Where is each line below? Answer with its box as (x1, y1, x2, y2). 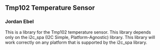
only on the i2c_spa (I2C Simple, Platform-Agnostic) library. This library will (5, 34, 156, 40)
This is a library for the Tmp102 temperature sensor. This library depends (5, 29, 151, 35)
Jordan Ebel (5, 18, 34, 25)
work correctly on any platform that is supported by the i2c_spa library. (5, 39, 147, 45)
